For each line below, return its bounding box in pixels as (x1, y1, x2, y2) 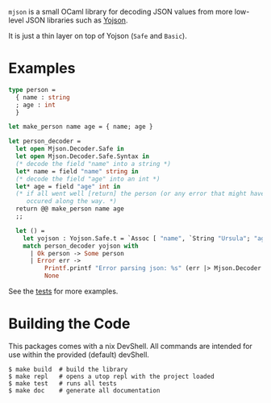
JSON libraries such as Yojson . (25, 15, 128, 25)
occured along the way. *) (26, 197, 117, 206)
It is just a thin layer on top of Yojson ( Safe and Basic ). (8, 31, 187, 40)
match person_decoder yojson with (23, 242, 139, 250)
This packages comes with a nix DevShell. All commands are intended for (8, 342, 252, 351)
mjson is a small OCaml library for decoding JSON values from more (8, 7, 233, 16)
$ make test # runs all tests (8, 380, 117, 388)
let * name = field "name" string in (15, 167, 139, 176)
